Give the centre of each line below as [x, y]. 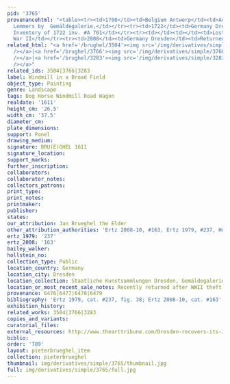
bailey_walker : [29, 249]
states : [18, 217]
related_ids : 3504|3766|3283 [49, 71]
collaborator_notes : [37, 179]
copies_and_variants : [38, 319]
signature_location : [37, 154]
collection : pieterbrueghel [47, 357]
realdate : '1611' [32, 103]
